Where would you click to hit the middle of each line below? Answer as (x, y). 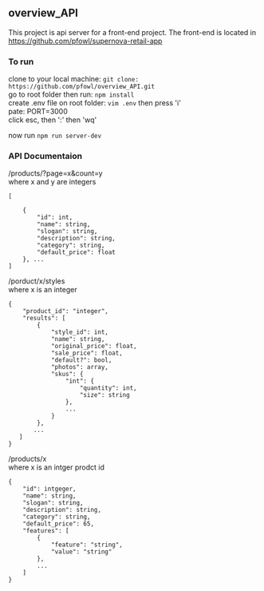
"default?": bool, (81, 360)
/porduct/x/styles (37, 281)
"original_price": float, (94, 347)
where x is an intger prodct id (57, 467)
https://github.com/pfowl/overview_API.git (82, 87)
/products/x (28, 459)
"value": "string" (81, 552)
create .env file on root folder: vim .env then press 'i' (95, 103)
